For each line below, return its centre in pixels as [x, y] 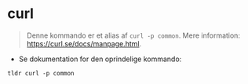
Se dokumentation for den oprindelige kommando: [100, 59]
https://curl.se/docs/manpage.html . [84, 43]
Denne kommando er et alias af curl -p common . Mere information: [133, 35]
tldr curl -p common [41, 73]
